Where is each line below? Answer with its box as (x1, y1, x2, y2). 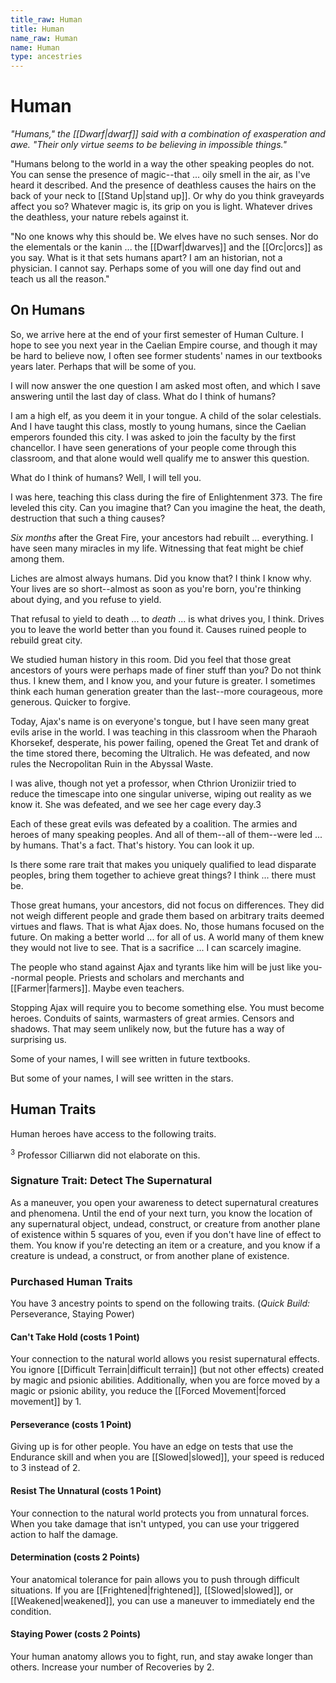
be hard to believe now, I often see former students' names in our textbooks (10, 349, 323, 361)
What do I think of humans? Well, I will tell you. (10, 471, 202, 483)
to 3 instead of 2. (10, 1462, 81, 1474)
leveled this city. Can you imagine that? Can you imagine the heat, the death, (10, 501, 326, 513)
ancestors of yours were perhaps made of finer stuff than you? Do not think (10, 664, 322, 676)
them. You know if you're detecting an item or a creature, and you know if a (10, 1239, 321, 1251)
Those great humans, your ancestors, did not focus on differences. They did (10, 899, 325, 911)
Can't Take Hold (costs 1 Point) (10, 1331, 140, 1343)
